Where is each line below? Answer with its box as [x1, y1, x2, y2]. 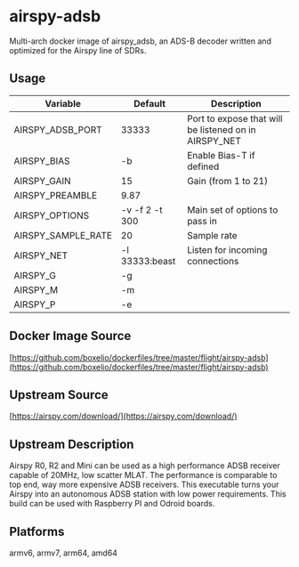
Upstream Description [9, 436, 134, 451]
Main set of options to [186, 203, 279, 215]
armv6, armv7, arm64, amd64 [9, 547, 118, 558]
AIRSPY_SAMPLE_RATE [13, 229, 113, 241]
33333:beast [120, 255, 176, 267]
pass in [186, 215, 218, 227]
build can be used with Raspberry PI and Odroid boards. [9, 498, 215, 509]
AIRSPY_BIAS [13, 154, 70, 166]
